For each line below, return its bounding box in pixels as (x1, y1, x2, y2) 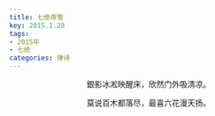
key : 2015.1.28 (9, 21, 65, 30)
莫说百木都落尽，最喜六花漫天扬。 (87, 98, 211, 108)
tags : (9, 29, 29, 38)
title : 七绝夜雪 (9, 12, 64, 22)
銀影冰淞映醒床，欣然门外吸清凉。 (87, 79, 211, 89)
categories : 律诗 (9, 54, 71, 62)
